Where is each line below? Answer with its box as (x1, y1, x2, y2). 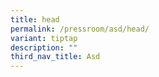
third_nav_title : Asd (10, 52, 101, 62)
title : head (10, 14, 60, 25)
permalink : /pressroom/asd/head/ (10, 24, 150, 34)
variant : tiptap (10, 33, 78, 43)
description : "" (10, 42, 78, 53)
